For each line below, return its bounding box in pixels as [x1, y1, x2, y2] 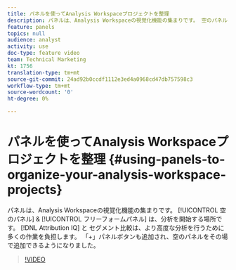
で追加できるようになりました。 [7, 240, 100, 250]
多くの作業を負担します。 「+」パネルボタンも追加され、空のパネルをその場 [7, 232, 228, 240]
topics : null [7, 30, 46, 37]
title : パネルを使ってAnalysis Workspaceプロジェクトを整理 [7, 10, 170, 18]
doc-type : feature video [7, 50, 80, 57]
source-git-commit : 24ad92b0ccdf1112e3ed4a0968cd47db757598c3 [7, 75, 193, 83]
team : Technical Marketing [7, 56, 86, 63]
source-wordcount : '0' [7, 89, 74, 96]
